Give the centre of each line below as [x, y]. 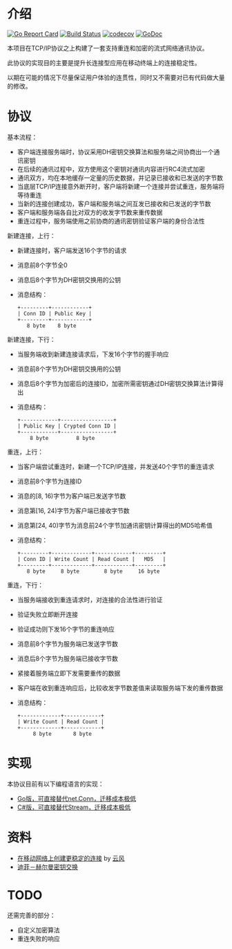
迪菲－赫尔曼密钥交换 [47, 867]
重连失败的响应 [38, 939]
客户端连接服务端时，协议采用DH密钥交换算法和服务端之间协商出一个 [115, 151]
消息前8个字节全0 [42, 265]
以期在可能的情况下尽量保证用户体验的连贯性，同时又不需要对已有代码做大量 [116, 77]
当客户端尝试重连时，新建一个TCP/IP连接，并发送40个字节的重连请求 [116, 466]
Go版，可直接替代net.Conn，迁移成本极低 [77, 798]
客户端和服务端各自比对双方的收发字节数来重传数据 [90, 212]
